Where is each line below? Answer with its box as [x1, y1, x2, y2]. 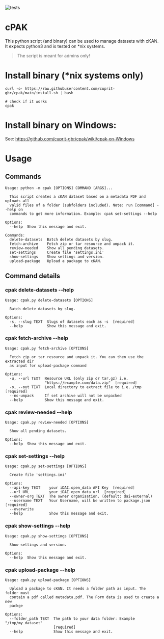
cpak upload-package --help [5, 566, 76, 573]
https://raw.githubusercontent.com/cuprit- [25, 86, 115, 91]
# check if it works [5, 99, 48, 104]
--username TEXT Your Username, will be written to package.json [9, 498, 151, 503]
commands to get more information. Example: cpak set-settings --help [9, 211, 157, 216]
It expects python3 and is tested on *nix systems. [5, 43, 106, 49]
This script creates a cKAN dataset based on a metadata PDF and [9, 194, 146, 199]
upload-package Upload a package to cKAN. [9, 258, 102, 264]
